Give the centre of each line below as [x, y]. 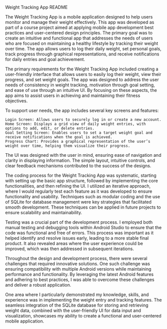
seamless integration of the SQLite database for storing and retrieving [77, 305]
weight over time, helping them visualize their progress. [68, 146]
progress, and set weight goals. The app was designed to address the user [82, 80]
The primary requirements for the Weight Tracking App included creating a [82, 69]
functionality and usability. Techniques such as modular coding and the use [83, 196]
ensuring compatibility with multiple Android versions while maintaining [78, 269]
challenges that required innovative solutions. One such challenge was [78, 264]
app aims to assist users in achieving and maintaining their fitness [73, 95]
